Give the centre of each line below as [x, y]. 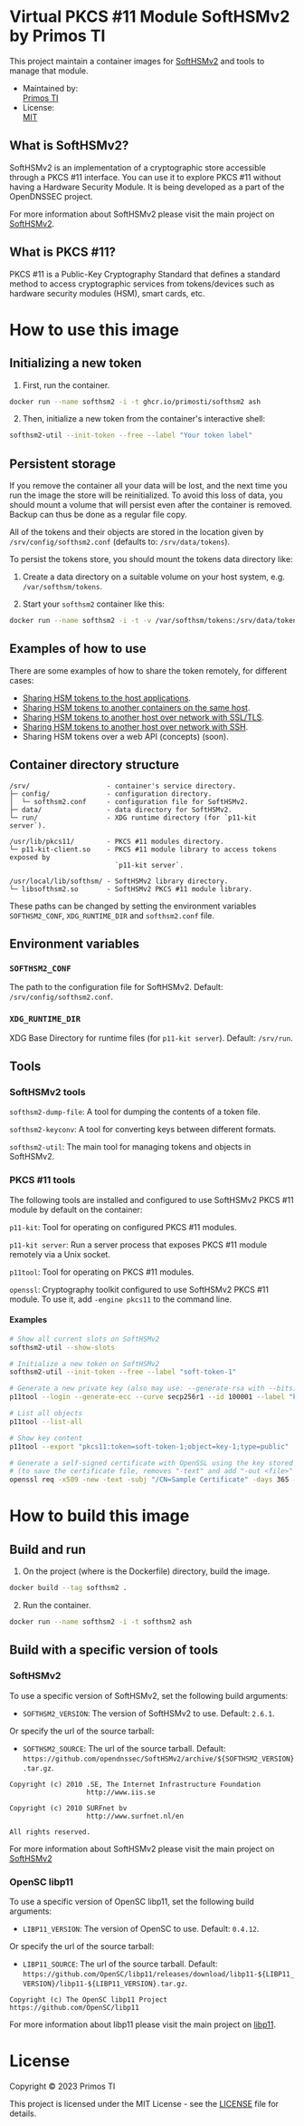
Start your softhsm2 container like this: [94, 604]
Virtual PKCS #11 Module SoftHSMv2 [150, 17]
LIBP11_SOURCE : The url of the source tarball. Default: [120, 1964]
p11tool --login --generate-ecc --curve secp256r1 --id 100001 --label [147, 1397]
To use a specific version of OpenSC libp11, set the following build [132, 1901]
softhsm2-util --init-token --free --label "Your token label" [131, 436]
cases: [22, 680]
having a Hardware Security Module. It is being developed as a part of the [147, 187]
